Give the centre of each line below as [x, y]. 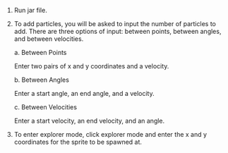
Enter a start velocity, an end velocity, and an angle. [89, 121]
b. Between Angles [41, 80]
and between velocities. [49, 39]
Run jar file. [30, 10]
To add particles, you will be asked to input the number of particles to [115, 24]
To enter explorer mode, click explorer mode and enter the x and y [110, 134]
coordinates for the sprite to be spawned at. [78, 142]
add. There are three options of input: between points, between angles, [118, 31]
